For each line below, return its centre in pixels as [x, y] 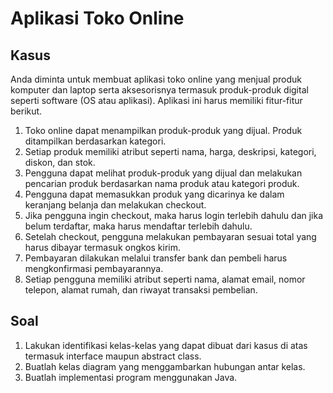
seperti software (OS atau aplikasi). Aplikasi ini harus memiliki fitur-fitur [156, 100]
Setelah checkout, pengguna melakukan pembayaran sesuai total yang [170, 236]
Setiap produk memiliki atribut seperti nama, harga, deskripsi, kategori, [170, 151]
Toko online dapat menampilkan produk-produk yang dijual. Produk [163, 130]
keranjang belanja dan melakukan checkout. [115, 205]
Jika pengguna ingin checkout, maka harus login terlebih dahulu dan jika [174, 215]
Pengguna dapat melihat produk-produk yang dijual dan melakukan [163, 173]
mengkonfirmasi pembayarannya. [94, 268]
